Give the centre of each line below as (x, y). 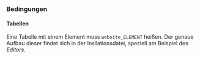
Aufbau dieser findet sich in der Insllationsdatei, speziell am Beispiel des (97, 43)
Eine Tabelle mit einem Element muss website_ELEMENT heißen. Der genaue (100, 37)
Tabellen (18, 24)
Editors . (16, 50)
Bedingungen (27, 9)
